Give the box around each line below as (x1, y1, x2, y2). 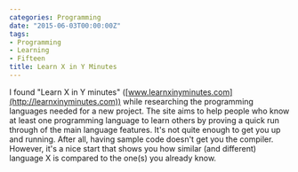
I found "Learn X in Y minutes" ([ (9, 86, 129, 98)
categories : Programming (9, 12, 101, 22)
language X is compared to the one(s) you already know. (9, 152, 216, 163)
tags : (9, 29, 29, 38)
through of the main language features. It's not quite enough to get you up (9, 124, 281, 135)
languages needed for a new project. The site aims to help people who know (9, 106, 290, 116)
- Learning (9, 46, 50, 55)
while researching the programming (123, 96, 254, 106)
